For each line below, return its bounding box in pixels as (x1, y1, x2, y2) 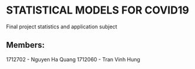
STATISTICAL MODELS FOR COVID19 (6, 4, 190, 17)
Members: (6, 40, 45, 50)
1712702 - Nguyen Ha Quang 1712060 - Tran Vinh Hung (6, 55, 140, 63)
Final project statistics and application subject (6, 23, 118, 30)
